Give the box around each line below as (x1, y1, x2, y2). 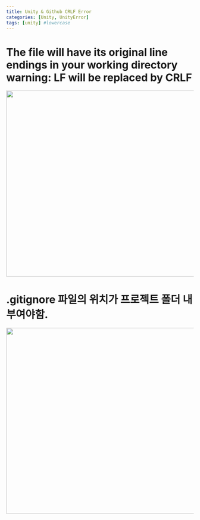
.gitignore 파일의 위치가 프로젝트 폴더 (6, 293, 180, 306)
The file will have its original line (6, 45, 168, 59)
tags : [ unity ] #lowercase (6, 20, 70, 26)
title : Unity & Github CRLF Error (6, 8, 92, 15)
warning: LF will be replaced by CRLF (6, 71, 192, 84)
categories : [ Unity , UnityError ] (6, 14, 89, 20)
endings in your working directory (6, 58, 178, 71)
